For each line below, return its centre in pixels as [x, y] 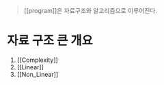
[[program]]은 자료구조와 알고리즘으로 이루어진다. [91, 11]
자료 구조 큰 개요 [50, 41]
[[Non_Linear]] [38, 74]
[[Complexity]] [37, 60]
